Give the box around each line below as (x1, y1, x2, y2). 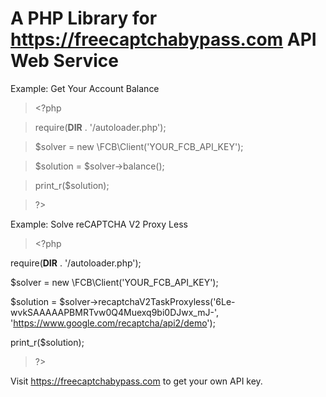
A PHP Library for (10, 7, 158, 30)
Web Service (10, 50, 120, 72)
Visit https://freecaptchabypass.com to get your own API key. (10, 375, 263, 387)
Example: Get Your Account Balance (10, 82, 160, 94)
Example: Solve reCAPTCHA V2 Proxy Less (10, 218, 188, 230)
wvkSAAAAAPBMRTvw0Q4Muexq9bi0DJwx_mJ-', (10, 306, 219, 318)
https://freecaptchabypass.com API (10, 28, 317, 51)
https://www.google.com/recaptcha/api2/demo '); (13, 317, 216, 329)
